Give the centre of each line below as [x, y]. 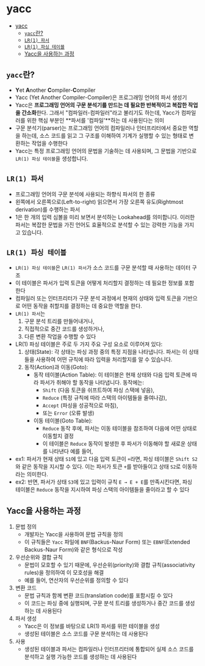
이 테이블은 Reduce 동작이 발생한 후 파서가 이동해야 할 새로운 [114, 444]
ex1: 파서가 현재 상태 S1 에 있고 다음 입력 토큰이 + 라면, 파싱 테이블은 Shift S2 [106, 459]
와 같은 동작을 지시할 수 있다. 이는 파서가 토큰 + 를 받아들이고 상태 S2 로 [98, 466]
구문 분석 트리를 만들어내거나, [59, 321]
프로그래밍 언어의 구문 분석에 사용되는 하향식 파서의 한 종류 [85, 194]
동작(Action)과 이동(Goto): [56, 367]
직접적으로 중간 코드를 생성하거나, [64, 329]
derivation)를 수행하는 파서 [48, 209]
